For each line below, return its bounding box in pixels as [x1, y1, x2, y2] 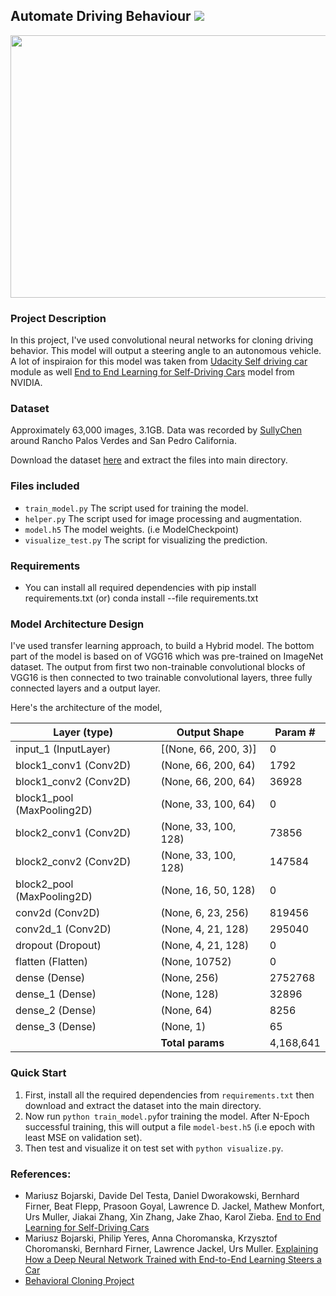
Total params [160, 1036, 225, 1050]
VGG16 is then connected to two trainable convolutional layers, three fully [10, 672, 313, 684]
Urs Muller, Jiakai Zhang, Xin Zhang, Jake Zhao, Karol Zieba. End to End [24, 1210, 322, 1223]
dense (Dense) [15, 971, 86, 985]
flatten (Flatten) [15, 955, 89, 969]
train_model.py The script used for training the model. [24, 502, 249, 514]
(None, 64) [160, 1004, 213, 1018]
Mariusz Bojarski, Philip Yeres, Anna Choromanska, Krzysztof [24, 1232, 278, 1244]
